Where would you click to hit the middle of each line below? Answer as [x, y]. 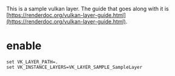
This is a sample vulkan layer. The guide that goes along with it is [87, 9]
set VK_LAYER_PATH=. [33, 62]
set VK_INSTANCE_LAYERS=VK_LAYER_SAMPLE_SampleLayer [74, 67]
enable [24, 46]
